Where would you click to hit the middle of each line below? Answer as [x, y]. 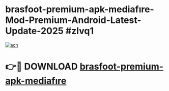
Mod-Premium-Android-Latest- [73, 20]
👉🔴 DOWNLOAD [41, 67]
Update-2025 [34, 31]
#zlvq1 [80, 31]
